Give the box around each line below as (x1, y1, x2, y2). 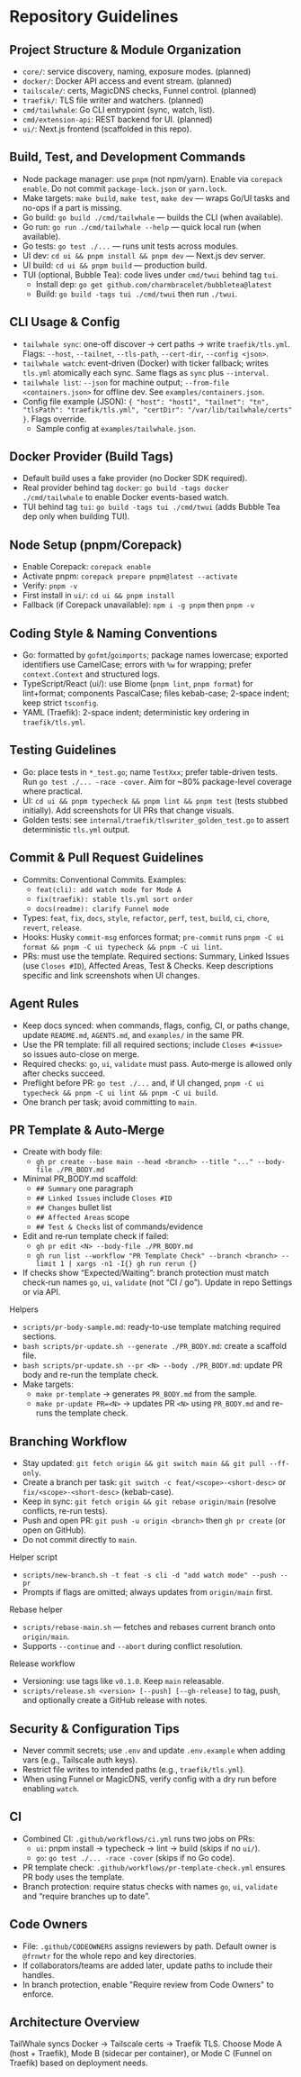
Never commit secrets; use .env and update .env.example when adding (22, 1744, 286, 1755)
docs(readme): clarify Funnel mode (35, 904, 169, 914)
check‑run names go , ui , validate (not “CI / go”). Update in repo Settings (22, 1277, 293, 1288)
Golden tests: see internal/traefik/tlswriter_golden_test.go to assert (22, 814, 289, 825)
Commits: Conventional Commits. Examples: (22, 874, 187, 885)
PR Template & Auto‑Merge (9, 1122, 165, 1137)
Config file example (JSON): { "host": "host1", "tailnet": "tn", (22, 396, 270, 406)
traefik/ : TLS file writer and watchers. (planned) (22, 95, 204, 105)
